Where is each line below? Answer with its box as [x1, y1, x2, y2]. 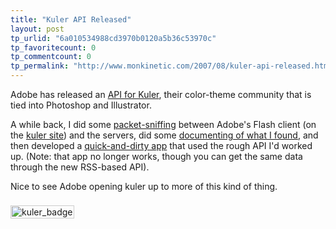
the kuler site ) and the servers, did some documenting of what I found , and [10, 129, 319, 141]
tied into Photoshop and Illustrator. [10, 99, 152, 111]
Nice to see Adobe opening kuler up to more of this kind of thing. [10, 181, 278, 192]
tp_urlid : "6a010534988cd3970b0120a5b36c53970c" [10, 33, 217, 43]
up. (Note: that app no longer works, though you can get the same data [10, 151, 303, 162]
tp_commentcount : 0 [10, 52, 92, 62]
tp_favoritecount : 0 [10, 42, 97, 53]
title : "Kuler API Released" [10, 14, 132, 25]
